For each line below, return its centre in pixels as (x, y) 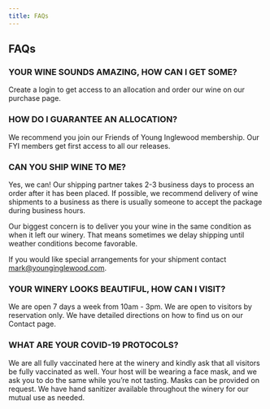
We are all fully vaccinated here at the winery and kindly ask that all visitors (134, 363)
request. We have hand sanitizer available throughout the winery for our (129, 389)
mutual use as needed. (47, 397)
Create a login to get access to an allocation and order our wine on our (127, 89)
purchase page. (35, 98)
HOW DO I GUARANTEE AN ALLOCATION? (93, 120)
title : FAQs (28, 16)
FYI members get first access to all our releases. (89, 146)
